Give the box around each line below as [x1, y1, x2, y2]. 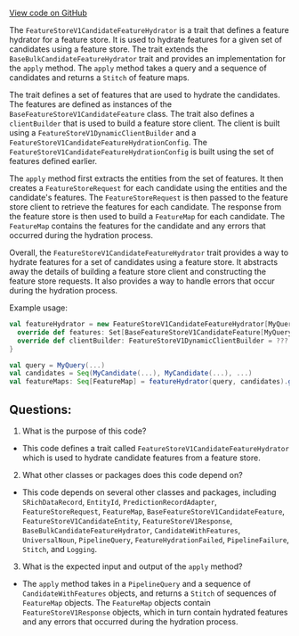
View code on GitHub [9, 8, 87, 18]
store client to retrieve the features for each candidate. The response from [9, 202, 282, 212]
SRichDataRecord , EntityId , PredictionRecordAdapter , [21, 496, 218, 507]
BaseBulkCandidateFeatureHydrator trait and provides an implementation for [9, 54, 287, 63]
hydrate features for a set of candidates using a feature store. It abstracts [9, 257, 279, 267]
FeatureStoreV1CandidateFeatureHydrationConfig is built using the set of [9, 146, 274, 157]
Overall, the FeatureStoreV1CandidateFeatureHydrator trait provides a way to [9, 247, 289, 258]
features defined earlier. [9, 156, 98, 166]
